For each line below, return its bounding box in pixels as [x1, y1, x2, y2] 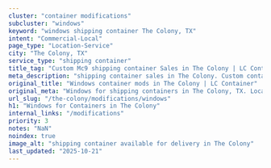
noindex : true [8, 132, 56, 140]
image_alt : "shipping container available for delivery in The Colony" [8, 139, 254, 148]
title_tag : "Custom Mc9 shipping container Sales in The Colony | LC [8, 65, 248, 73]
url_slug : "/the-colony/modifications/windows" [8, 94, 172, 103]
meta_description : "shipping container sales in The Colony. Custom [8, 72, 244, 80]
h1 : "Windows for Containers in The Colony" [8, 102, 161, 110]
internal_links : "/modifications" [8, 110, 125, 118]
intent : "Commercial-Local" [8, 34, 103, 43]
